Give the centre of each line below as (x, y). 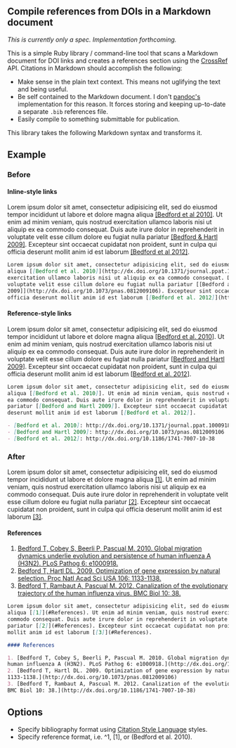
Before (19, 175)
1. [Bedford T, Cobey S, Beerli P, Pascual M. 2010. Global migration (113, 658)
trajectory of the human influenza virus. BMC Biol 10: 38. (99, 593)
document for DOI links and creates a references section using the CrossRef (118, 60)
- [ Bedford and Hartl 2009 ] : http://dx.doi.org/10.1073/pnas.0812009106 (116, 432)
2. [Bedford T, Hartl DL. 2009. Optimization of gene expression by (110, 671)
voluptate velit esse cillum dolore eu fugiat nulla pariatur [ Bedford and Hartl (116, 359)
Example (27, 155)
